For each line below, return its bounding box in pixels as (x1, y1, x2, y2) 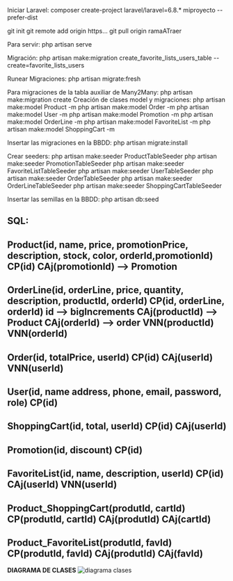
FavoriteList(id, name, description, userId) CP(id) (7, 468, 224, 479)
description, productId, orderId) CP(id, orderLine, (7, 295, 225, 307)
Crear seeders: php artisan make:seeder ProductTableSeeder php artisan (7, 152, 217, 160)
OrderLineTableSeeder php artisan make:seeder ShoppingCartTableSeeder (7, 182, 223, 190)
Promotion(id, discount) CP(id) (7, 444, 143, 456)
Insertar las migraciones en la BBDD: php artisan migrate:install (7, 138, 188, 147)
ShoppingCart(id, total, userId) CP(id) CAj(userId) (7, 420, 227, 432)
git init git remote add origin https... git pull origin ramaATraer (7, 27, 182, 35)
